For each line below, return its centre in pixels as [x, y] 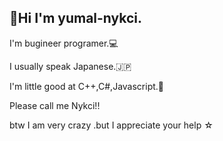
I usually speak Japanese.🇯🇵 [70, 66]
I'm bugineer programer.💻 [64, 43]
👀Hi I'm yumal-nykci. [76, 18]
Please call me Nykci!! [55, 105]
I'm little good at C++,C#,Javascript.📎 [87, 86]
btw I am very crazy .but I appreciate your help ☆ [111, 125]
